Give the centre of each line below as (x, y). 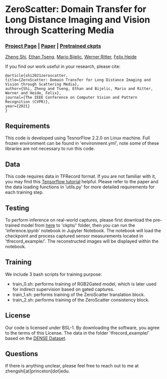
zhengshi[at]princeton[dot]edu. (37, 371)
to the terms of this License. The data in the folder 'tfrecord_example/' (77, 333)
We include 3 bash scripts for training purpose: (54, 274)
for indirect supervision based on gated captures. (63, 289)
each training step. (24, 192)
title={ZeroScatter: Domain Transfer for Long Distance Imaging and (78, 80)
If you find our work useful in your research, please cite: (63, 66)
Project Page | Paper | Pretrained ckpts (53, 46)
